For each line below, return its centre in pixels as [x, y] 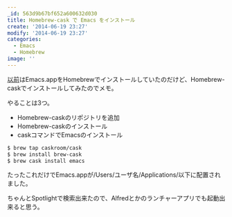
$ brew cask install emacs [46, 161]
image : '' [21, 59]
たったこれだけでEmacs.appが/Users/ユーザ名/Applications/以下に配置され [114, 175]
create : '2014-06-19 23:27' [48, 26]
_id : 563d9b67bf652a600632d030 [52, 14]
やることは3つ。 [30, 103]
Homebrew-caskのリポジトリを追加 [68, 117]
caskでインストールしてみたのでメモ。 [62, 88]
